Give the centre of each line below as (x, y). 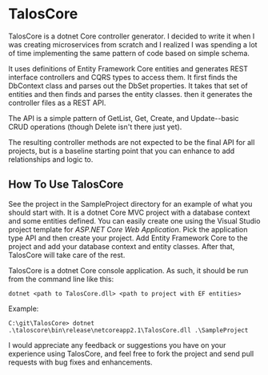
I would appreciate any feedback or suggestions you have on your (117, 345)
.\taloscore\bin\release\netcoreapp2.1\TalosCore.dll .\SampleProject (128, 330)
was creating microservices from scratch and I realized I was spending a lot (133, 44)
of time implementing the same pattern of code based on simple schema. (129, 53)
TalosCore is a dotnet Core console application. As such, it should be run (128, 270)
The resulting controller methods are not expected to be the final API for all (132, 142)
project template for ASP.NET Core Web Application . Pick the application (128, 229)
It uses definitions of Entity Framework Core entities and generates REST (128, 68)
